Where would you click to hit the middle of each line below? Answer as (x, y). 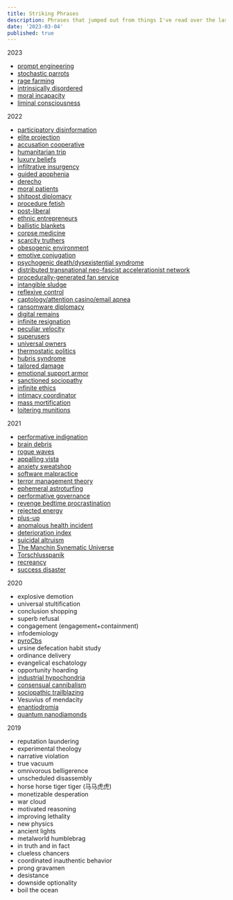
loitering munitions (44, 410)
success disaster (41, 570)
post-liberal (34, 211)
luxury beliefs (37, 160)
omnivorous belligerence (53, 771)
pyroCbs (29, 641)
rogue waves (36, 452)
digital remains (38, 314)
